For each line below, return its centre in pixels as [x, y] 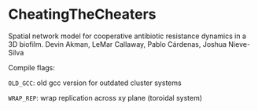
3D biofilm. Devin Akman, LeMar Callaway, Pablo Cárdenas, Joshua [117, 44]
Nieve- [239, 44]
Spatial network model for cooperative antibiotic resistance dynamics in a [127, 36]
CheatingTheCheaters [82, 14]
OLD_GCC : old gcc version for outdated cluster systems [95, 83]
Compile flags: [31, 67]
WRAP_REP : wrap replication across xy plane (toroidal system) [105, 98]
